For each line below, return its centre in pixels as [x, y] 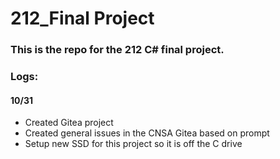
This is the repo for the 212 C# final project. [117, 50]
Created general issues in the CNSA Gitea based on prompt [147, 133]
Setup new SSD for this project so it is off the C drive [133, 144]
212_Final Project [82, 18]
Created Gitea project [69, 123]
